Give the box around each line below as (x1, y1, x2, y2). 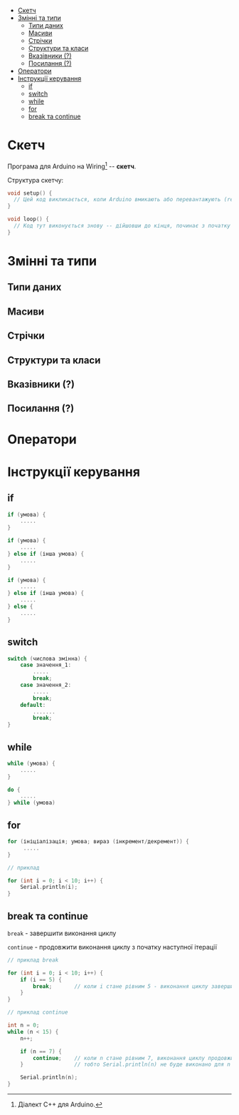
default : (20, 701, 46, 708)
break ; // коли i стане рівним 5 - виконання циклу (33, 982, 208, 990)
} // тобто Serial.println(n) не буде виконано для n (20, 1061, 231, 1069)
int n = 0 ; (7, 1022, 40, 1029)
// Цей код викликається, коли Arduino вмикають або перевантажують (14, 196, 221, 203)
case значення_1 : (20, 661, 72, 669)
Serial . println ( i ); (20, 884, 78, 891)
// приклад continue (7, 1009, 69, 1016)
